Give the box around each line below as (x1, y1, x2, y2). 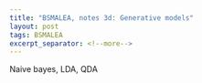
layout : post (9, 22, 59, 31)
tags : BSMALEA (9, 30, 64, 39)
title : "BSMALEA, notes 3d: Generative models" (9, 13, 195, 23)
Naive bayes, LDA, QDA (9, 64, 99, 75)
